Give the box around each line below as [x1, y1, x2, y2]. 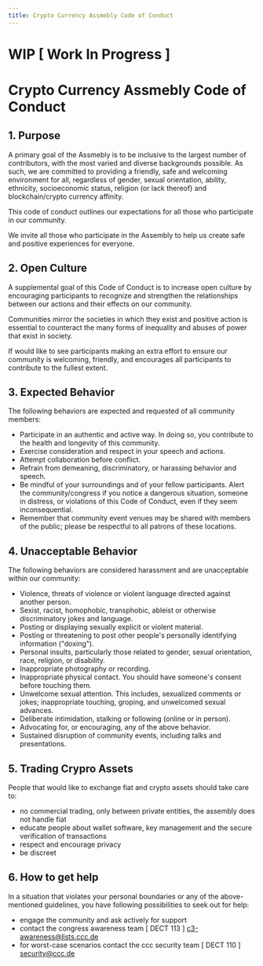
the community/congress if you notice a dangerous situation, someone [19, 488, 249, 498]
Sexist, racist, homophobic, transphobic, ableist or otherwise [19, 606, 217, 615]
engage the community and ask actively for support [19, 915, 187, 924]
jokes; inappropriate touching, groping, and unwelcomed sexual [19, 697, 226, 707]
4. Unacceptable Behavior [8, 544, 138, 558]
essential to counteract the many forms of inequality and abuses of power [8, 323, 247, 332]
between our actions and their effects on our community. [8, 299, 192, 309]
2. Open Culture [8, 262, 88, 275]
